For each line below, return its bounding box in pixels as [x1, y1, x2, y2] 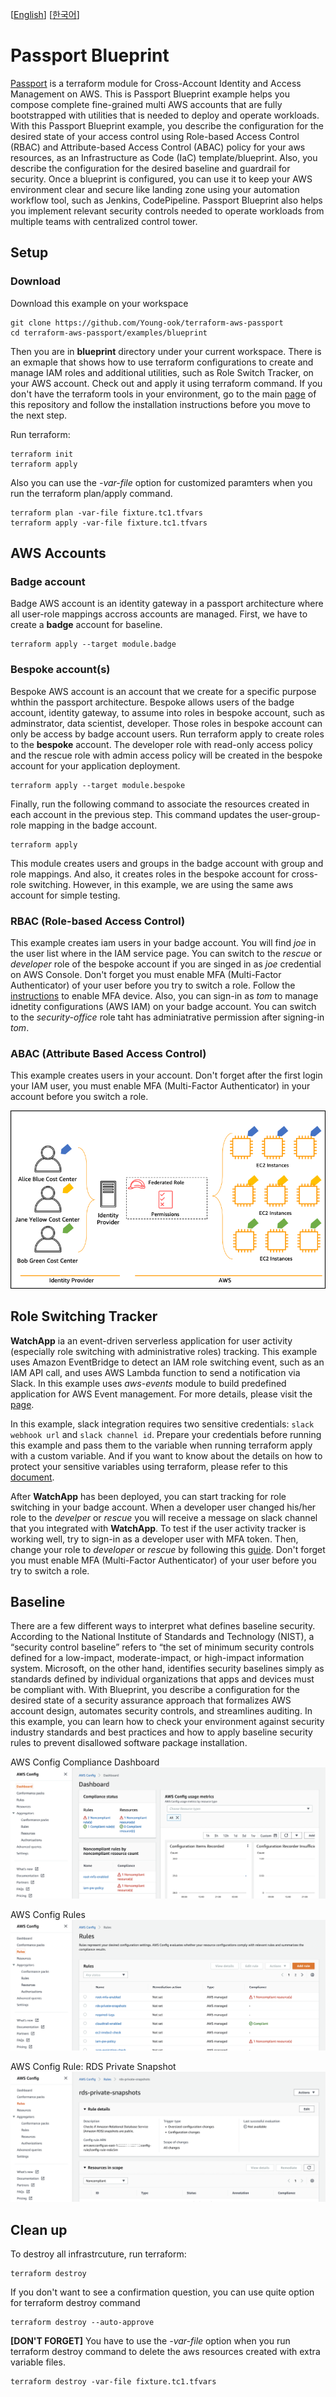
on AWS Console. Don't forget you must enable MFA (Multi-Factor [10, 968, 282, 980]
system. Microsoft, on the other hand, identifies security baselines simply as [10, 1663, 325, 1675]
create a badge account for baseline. [10, 619, 163, 631]
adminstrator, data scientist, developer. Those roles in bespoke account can [10, 717, 323, 729]
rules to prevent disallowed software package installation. [10, 1737, 248, 1749]
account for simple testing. [10, 889, 121, 901]
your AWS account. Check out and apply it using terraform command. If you [10, 377, 323, 389]
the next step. [10, 409, 68, 421]
